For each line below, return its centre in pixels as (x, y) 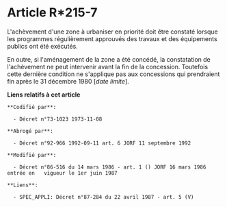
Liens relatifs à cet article (44, 95)
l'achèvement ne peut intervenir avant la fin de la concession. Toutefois (108, 66)
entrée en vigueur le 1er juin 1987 (62, 173)
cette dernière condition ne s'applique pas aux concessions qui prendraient (113, 74)
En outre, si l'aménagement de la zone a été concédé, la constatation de (109, 59)
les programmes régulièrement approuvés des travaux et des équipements (112, 38)
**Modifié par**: (32, 155)
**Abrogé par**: (30, 131)
